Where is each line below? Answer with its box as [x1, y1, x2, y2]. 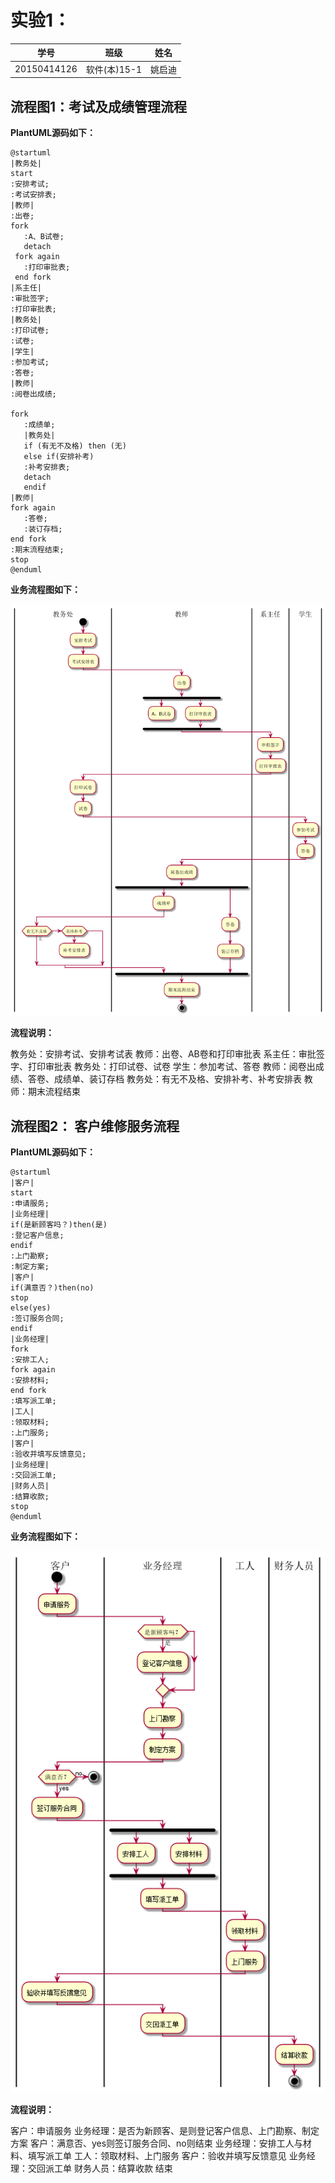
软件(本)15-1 [85, 63, 143, 75]
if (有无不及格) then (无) [23, 441, 127, 451]
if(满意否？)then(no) [10, 1283, 95, 1293]
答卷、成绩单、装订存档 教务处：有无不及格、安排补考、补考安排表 [27, 1073, 302, 1085]
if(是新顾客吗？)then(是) [10, 1220, 108, 1230]
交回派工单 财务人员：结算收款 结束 [27, 2162, 173, 2174]
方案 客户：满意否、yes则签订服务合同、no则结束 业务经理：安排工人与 [10, 2137, 303, 2149]
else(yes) [10, 1303, 52, 1313]
